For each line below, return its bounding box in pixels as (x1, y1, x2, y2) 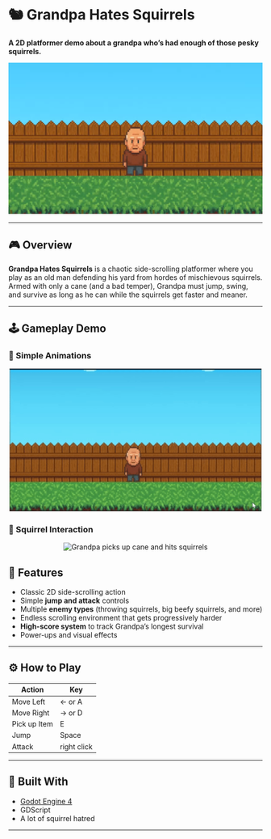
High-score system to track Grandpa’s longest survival (19, 621, 204, 631)
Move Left (11, 697, 46, 706)
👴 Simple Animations (8, 350, 92, 361)
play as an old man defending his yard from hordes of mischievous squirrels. (8, 272, 263, 282)
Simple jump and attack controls (19, 595, 130, 605)
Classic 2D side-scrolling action (19, 587, 127, 596)
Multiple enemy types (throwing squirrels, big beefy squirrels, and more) (19, 604, 263, 614)
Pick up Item (11, 719, 54, 729)
